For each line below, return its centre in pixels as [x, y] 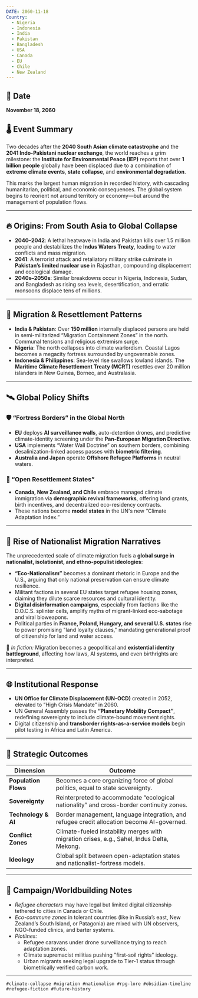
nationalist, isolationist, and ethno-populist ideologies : [75, 562]
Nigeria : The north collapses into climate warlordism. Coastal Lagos [97, 348]
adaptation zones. [45, 948]
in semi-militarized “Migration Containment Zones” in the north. [92, 335]
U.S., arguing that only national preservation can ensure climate [92, 580]
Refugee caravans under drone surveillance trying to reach [95, 942]
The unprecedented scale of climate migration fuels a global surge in [90, 556]
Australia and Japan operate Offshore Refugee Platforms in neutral [98, 458]
